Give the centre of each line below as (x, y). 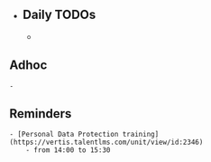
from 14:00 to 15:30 (72, 150)
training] (141, 135)
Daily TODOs (59, 15)
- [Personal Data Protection (64, 135)
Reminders (41, 114)
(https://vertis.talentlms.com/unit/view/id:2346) (106, 143)
